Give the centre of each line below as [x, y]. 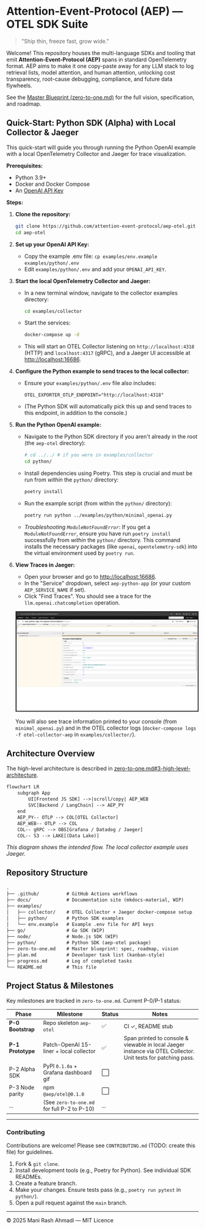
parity [16, 1094]
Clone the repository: [43, 214]
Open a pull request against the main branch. [71, 1203]
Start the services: [47, 323]
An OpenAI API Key [39, 190]
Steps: [15, 202]
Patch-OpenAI [62, 1044]
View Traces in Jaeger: [45, 565]
